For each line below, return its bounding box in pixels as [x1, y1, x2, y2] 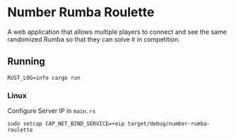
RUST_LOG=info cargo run [7, 74, 81, 81]
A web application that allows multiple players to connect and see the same [7, 28, 228, 36]
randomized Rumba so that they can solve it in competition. [7, 35, 180, 43]
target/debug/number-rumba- [127, 121, 211, 128]
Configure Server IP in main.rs [7, 107, 96, 115]
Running [7, 56, 46, 68]
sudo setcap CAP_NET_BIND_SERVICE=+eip [7, 121, 125, 128]
